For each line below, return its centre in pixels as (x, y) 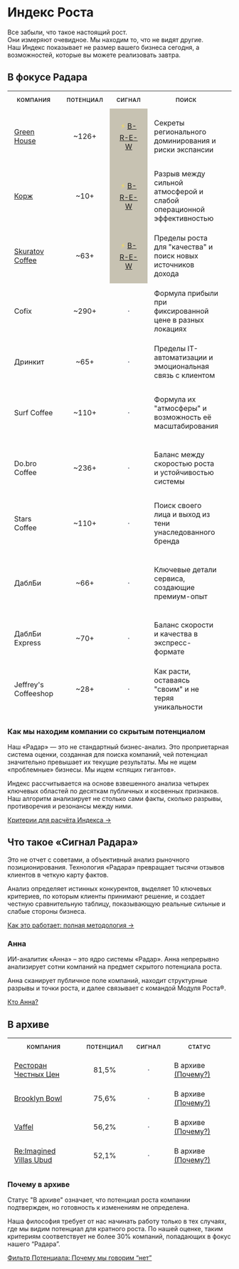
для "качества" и (184, 247)
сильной (169, 183)
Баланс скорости (184, 625)
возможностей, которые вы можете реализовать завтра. (94, 55)
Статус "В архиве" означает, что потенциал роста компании (99, 1200)
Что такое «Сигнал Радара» (73, 842)
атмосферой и (179, 191)
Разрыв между (180, 173)
